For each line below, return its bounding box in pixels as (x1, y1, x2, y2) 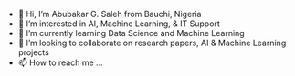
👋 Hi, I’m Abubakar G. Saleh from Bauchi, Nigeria (17, 9, 202, 19)
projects (17, 47, 50, 58)
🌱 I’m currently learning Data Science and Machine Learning (17, 28, 245, 38)
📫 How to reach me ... (17, 57, 103, 68)
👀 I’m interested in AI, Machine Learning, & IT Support (17, 18, 221, 29)
